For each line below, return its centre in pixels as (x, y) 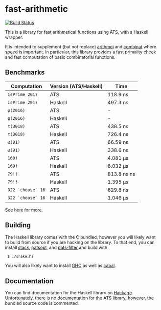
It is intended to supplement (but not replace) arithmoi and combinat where (81, 46)
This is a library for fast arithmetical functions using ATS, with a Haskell (77, 32)
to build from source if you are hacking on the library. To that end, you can (80, 242)
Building (18, 225)
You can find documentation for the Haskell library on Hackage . (69, 293)
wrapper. (14, 37)
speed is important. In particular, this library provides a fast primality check (80, 52)
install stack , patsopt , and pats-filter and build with (56, 247)
